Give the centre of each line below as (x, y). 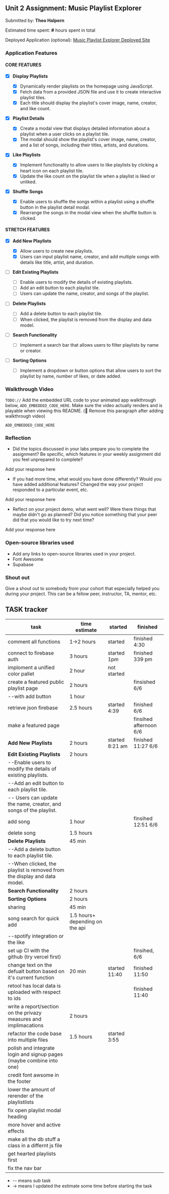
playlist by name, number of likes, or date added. (71, 376)
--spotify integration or (36, 936)
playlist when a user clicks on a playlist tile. (65, 134)
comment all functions (34, 642)
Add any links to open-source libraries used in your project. (74, 553)
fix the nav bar (25, 1168)
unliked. (28, 182)
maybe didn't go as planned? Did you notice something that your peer (85, 515)
